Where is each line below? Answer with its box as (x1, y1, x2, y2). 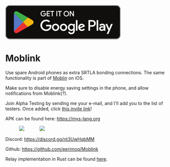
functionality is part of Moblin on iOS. (5, 75, 84, 81)
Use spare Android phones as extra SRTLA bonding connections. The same (5, 69, 165, 75)
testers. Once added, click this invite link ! (5, 106, 92, 112)
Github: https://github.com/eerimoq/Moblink (5, 146, 99, 152)
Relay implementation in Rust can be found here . (5, 156, 108, 162)
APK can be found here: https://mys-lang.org (5, 115, 101, 121)
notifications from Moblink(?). (5, 90, 68, 96)
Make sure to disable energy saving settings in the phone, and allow (5, 85, 149, 91)
